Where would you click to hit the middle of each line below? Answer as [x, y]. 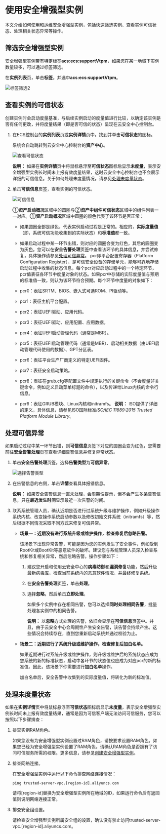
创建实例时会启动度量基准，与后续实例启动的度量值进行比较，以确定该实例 [81, 118]
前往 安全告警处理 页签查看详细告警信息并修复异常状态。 [61, 452]
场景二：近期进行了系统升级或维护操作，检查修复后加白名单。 [83, 644]
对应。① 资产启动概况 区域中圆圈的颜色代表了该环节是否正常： [80, 216]
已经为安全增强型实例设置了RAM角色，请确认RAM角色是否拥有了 [87, 747]
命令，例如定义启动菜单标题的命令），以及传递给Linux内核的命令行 [91, 387]
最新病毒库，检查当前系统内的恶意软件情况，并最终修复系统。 [90, 573]
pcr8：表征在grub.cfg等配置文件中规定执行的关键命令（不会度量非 [87, 381]
